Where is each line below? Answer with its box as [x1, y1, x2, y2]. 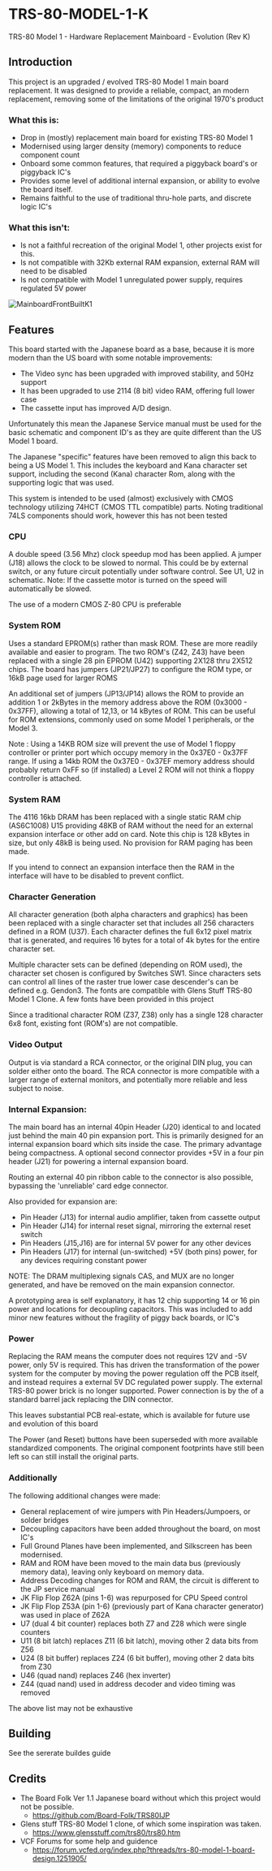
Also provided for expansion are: [8, 1196, 118, 1206]
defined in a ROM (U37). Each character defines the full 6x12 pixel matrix [8, 927, 253, 937]
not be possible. [19, 1802, 75, 1812]
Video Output [8, 1039, 63, 1050]
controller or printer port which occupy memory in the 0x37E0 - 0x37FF [8, 748, 249, 757]
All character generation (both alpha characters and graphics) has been [8, 910, 248, 920]
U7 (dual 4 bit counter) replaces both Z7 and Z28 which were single [19, 1619, 247, 1628]
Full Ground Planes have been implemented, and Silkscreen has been [19, 1541, 253, 1550]
